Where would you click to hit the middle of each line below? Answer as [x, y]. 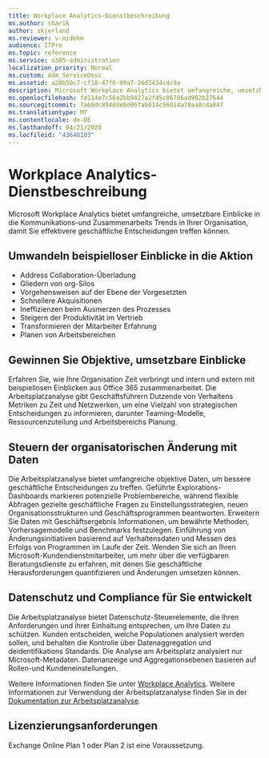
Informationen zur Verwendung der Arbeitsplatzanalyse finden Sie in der [128, 692]
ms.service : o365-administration [64, 61]
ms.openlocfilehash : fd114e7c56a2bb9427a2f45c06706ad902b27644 [116, 98]
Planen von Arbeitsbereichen [68, 335]
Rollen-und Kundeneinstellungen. [63, 668]
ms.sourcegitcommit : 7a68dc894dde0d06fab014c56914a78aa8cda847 [116, 105]
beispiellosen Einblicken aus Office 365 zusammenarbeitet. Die [112, 388]
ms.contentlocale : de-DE [50, 120]
